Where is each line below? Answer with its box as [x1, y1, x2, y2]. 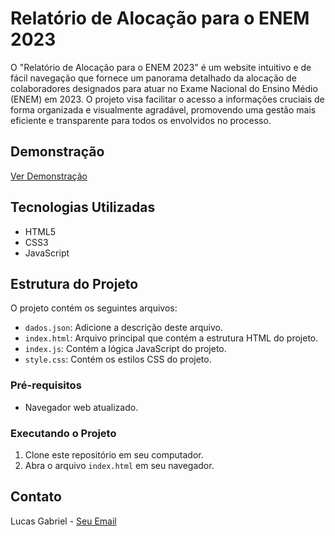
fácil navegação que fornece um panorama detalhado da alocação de [10, 72, 297, 84]
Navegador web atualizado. [24, 401, 139, 413]
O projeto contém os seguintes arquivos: [10, 302, 178, 314]
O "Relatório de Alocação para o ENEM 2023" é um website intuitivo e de [10, 61, 312, 73]
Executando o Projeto [10, 426, 117, 440]
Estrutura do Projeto [10, 275, 139, 292]
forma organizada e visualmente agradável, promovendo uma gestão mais [10, 103, 317, 116]
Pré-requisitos [10, 378, 82, 392]
